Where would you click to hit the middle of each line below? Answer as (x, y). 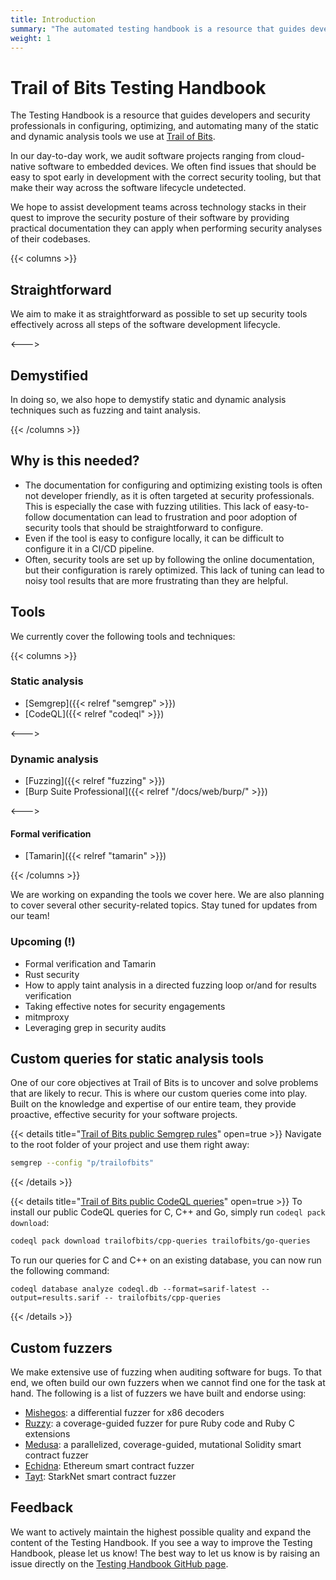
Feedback (42, 1507)
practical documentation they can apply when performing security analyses (166, 228)
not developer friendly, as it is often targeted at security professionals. (169, 495)
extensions (47, 1434)
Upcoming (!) (43, 942)
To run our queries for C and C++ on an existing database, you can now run (166, 1260)
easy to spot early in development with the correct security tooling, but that (166, 177)
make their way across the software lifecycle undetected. (128, 188)
